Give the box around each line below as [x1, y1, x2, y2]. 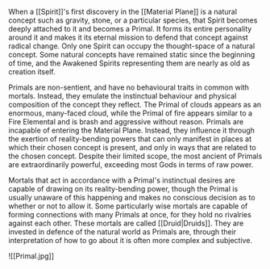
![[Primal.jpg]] [8, 251, 55, 261]
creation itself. [8, 67, 56, 76]
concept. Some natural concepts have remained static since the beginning [8, 50, 255, 59]
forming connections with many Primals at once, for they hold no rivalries [8, 210, 251, 219]
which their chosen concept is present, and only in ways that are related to [8, 143, 256, 152]
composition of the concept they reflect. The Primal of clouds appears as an [8, 100, 262, 109]
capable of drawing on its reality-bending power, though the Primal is [8, 184, 239, 193]
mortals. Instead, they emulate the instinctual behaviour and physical [8, 91, 237, 100]
